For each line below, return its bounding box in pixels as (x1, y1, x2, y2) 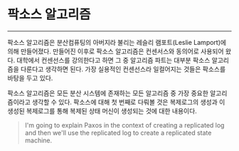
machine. (24, 136, 53, 145)
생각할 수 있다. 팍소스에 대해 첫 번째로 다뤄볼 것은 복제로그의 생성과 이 (31, 98, 225, 106)
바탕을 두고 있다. (7, 73, 53, 82)
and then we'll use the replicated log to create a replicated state (24, 128, 212, 137)
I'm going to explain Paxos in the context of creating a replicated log (24, 120, 225, 129)
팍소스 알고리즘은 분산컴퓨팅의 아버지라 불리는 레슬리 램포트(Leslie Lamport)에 (7, 38, 226, 46)
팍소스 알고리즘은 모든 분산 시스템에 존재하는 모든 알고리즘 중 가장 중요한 (7, 88, 208, 97)
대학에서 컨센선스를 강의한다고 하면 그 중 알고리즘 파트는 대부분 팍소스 (16, 56, 211, 64)
